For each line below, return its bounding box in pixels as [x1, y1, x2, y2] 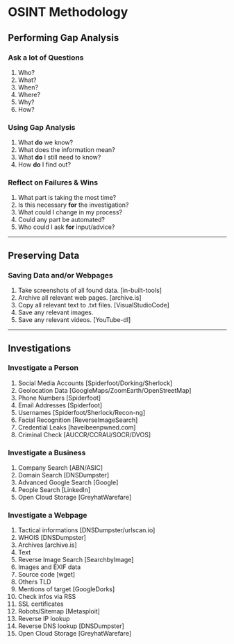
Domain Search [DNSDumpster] [17, 471, 110, 480]
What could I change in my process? [17, 208, 123, 217]
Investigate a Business [8, 448, 86, 457]
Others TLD [17, 577, 51, 586]
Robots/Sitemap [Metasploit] [17, 607, 100, 616]
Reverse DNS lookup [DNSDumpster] [17, 622, 124, 630]
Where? [17, 90, 41, 99]
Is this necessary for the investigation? [17, 201, 129, 209]
